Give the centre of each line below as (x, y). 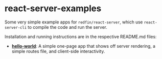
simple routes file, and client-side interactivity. (58, 51)
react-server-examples (53, 9)
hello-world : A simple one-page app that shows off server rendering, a (83, 46)
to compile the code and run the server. (68, 27)
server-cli (16, 27)
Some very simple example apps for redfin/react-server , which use (74, 22)
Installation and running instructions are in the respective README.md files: (81, 37)
